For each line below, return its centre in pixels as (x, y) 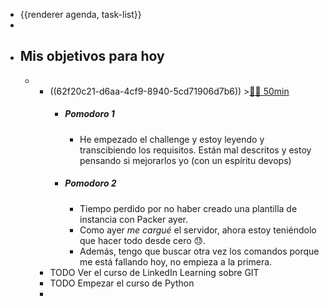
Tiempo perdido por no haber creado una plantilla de (188, 208)
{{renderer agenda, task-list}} (80, 14)
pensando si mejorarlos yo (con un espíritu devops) (185, 160)
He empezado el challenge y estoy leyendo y (172, 139)
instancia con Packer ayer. (133, 219)
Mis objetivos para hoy (92, 56)
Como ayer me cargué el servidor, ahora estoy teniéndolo (198, 230)
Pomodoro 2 (90, 183)
